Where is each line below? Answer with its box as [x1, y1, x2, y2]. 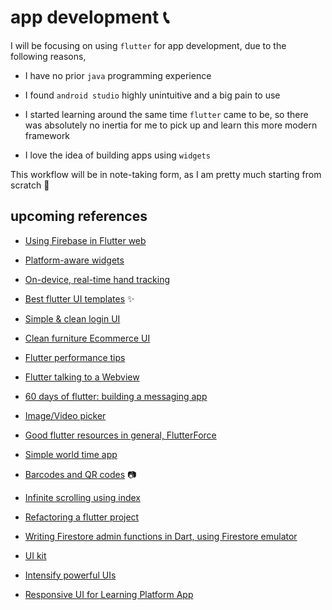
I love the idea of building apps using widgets [24, 149, 211, 161]
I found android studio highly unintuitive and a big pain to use [24, 89, 281, 101]
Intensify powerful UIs [24, 569, 117, 581]
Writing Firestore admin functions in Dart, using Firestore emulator [24, 530, 298, 542]
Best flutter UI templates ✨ [24, 292, 135, 305]
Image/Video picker [24, 409, 107, 421]
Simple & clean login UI [24, 312, 121, 325]
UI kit [24, 549, 47, 561]
